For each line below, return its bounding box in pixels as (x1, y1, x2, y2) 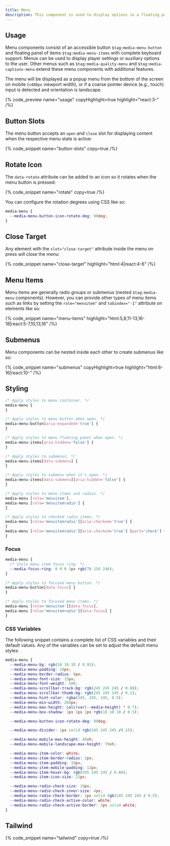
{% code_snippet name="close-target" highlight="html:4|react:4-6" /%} (5, 261, 156, 267)
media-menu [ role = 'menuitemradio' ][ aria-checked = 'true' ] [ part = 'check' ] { (5, 529, 166, 534)
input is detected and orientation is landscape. (5, 87, 102, 93)
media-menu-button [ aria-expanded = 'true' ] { (5, 421, 99, 426)
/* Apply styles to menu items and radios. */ (5, 491, 105, 496)
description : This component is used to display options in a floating (5, 12, 159, 17)
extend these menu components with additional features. (36, 66, 155, 72)
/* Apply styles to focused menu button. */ (5, 580, 101, 586)
